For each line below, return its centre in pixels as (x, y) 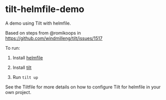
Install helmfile (28, 58)
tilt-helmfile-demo (45, 9)
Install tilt (22, 67)
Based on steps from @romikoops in (43, 33)
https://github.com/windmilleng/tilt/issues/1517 (54, 38)
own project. (18, 92)
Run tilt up (25, 77)
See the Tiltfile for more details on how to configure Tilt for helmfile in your (83, 87)
